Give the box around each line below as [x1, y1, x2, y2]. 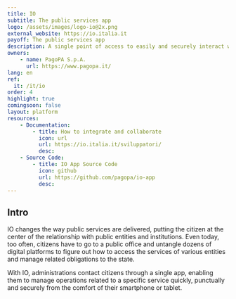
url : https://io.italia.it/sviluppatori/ [38, 141, 162, 148]
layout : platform [7, 108, 58, 115]
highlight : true [7, 96, 55, 103]
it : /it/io [13, 82, 46, 89]
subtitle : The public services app [7, 17, 112, 24]
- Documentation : [20, 121, 71, 129]
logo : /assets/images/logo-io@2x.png [7, 23, 118, 30]
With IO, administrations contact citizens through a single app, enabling [7, 269, 214, 277]
